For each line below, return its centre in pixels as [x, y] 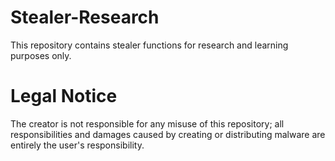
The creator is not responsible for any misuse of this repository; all [147, 123]
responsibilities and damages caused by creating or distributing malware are [168, 134]
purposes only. [41, 55]
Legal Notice [64, 96]
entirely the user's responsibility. [77, 145]
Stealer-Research [85, 17]
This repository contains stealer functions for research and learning [149, 45]
